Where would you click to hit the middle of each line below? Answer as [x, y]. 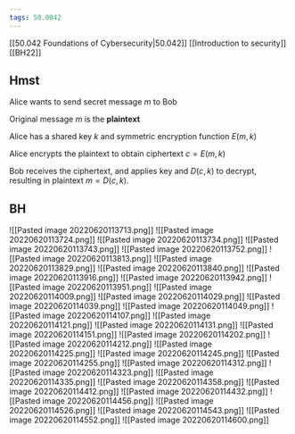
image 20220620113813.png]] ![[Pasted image [127, 259]
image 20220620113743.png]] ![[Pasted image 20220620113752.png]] [139, 249]
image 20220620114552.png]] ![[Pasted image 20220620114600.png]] [139, 420]
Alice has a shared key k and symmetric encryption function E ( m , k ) [133, 137]
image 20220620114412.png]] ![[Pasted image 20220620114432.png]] [139, 392]
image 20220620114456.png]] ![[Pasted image [128, 401]
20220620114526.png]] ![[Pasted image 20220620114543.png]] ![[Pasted [144, 411]
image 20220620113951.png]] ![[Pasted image [127, 288]
